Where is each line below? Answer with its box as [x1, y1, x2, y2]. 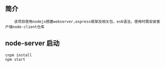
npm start [5, 57, 26, 62]
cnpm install [5, 53, 32, 58]
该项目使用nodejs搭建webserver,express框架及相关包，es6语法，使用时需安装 [14, 19, 157, 24]
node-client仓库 [12, 24, 45, 29]
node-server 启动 [5, 39, 59, 48]
